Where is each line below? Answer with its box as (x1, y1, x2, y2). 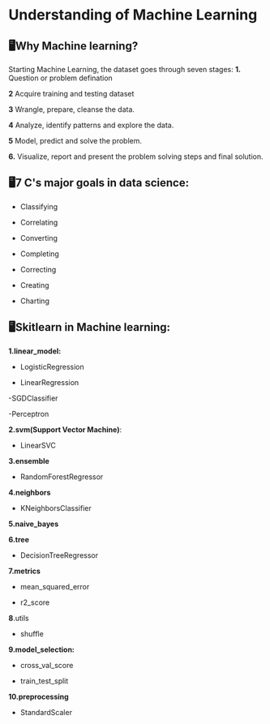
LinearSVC (19, 440, 57, 450)
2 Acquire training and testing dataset (8, 89, 135, 98)
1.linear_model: (8, 346, 62, 356)
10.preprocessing (8, 692, 69, 701)
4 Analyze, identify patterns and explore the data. (8, 120, 174, 130)
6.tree (8, 534, 30, 544)
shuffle (19, 628, 45, 638)
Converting (19, 233, 58, 242)
